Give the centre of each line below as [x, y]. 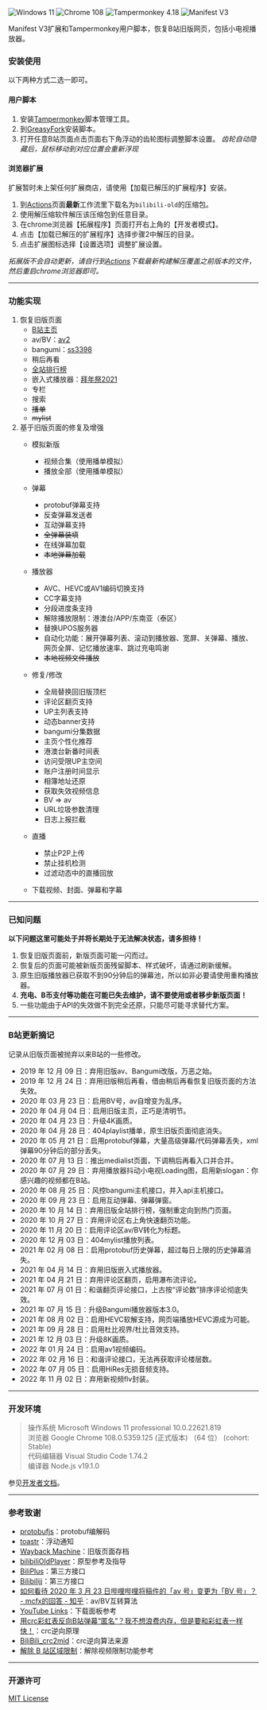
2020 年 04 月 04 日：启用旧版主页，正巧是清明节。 [105, 1110]
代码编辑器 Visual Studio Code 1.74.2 [88, 1456]
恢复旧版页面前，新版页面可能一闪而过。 [86, 956]
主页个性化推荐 [68, 741]
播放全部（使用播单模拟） [85, 471]
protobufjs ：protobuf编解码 [65, 1532]
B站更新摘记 [31, 1035]
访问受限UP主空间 [73, 761]
